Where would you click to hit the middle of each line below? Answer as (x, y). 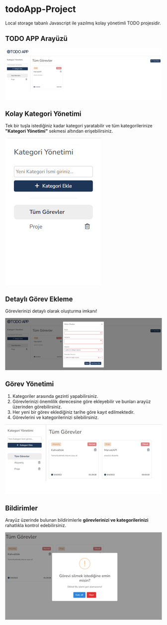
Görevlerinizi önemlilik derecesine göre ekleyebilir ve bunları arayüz (82, 401)
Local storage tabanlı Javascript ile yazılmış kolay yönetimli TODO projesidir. (83, 23)
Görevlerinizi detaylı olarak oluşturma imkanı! (51, 311)
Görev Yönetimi (30, 384)
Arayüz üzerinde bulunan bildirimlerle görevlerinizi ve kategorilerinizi (77, 520)
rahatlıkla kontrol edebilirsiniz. (36, 526)
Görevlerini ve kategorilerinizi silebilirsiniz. (55, 417)
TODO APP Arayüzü (37, 39)
